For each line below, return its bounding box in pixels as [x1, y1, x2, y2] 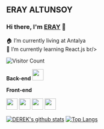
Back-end [6, 74, 31, 82]
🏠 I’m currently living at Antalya [6, 37, 86, 44]
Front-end [6, 86, 32, 94]
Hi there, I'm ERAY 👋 [6, 23, 66, 31]
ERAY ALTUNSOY [6, 5, 73, 15]
